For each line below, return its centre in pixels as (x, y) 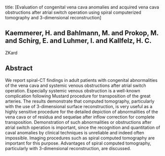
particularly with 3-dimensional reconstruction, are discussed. (68, 148)
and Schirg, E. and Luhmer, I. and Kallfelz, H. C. (78, 41)
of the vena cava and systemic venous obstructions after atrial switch (76, 85)
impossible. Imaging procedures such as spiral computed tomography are (80, 138)
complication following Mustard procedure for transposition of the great (78, 96)
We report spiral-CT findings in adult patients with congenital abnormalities (81, 80)
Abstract (19, 68)
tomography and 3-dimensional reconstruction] (53, 18)
